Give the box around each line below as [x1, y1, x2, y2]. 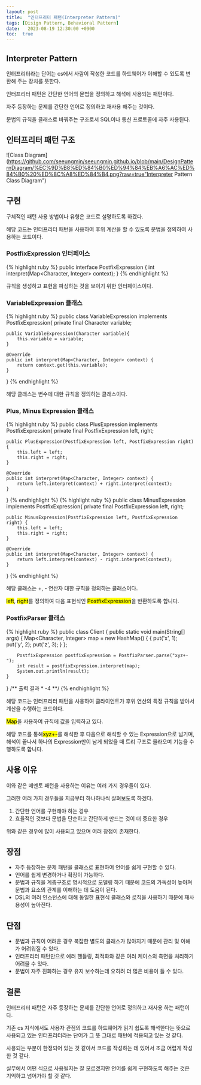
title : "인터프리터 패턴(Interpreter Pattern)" [6, 14, 121, 20]
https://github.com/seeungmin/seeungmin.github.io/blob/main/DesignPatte [8, 157, 193, 165]
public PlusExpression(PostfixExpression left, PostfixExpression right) [6, 439, 194, 445]
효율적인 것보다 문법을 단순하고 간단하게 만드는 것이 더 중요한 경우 [14, 814, 169, 822]
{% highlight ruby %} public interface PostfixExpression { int [6, 263, 155, 271]
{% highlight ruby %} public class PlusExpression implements [6, 421, 158, 428]
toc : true [6, 31, 33, 37]
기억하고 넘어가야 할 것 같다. [6, 1072, 72, 1079]
